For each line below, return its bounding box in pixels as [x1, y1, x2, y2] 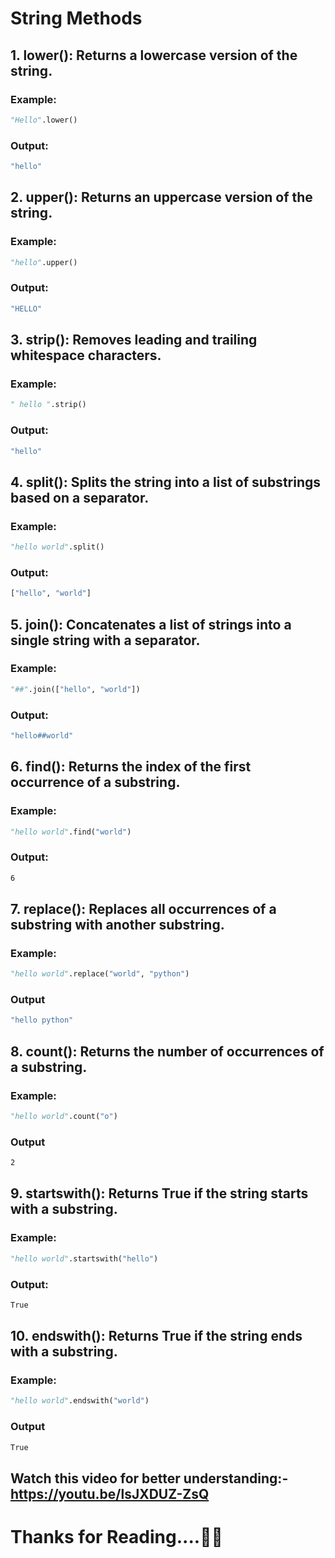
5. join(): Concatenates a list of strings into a [10, 616, 292, 633]
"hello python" [10, 1015, 74, 1026]
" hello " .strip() [10, 400, 87, 410]
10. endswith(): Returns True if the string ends [10, 1328, 303, 1345]
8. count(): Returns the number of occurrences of [10, 1043, 325, 1060]
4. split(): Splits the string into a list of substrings [10, 473, 322, 491]
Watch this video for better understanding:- [10, 1470, 289, 1487]
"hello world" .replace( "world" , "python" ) [10, 969, 190, 979]
